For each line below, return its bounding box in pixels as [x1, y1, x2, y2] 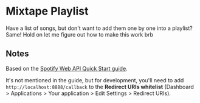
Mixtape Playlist [5, 4, 89, 18]
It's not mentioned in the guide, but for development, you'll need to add [5, 76, 184, 83]
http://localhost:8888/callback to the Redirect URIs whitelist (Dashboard [5, 83, 194, 90]
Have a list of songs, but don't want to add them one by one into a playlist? [5, 24, 193, 32]
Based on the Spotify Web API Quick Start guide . [5, 65, 128, 72]
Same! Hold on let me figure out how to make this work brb [5, 30, 153, 38]
